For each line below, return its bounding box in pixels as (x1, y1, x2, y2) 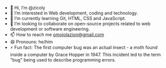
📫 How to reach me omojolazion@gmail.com (10, 31, 104, 37)
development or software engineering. (10, 26, 90, 32)
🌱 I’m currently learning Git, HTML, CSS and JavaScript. (10, 15, 126, 21)
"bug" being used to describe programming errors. (10, 57, 116, 62)
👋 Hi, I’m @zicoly (10, 5, 45, 10)
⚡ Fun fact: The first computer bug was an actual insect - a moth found (10, 44, 158, 50)
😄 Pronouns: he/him (10, 39, 53, 44)
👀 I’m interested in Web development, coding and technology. (10, 10, 138, 16)
